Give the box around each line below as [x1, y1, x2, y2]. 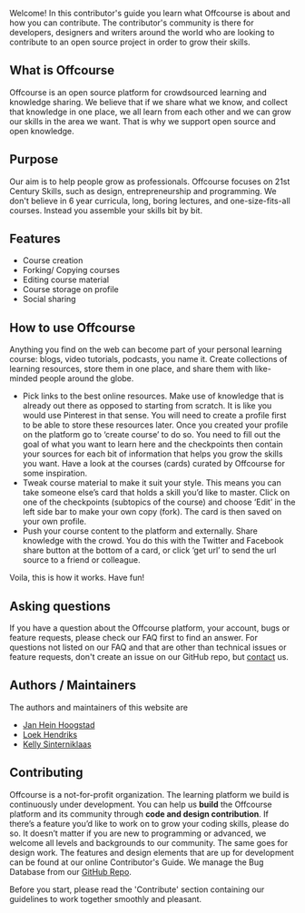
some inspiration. [22, 467, 88, 479]
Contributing [9, 765, 84, 780]
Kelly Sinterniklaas [22, 739, 93, 750]
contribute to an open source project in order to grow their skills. [9, 36, 251, 47]
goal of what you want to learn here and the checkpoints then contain [22, 439, 283, 450]
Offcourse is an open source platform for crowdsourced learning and [9, 86, 268, 98]
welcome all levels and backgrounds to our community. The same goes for [9, 837, 289, 848]
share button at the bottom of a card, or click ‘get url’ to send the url [22, 545, 277, 556]
